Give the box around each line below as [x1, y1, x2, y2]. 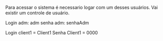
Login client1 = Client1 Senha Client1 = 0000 [5, 30, 98, 35]
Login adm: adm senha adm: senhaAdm [5, 20, 89, 26]
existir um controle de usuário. [5, 10, 70, 16]
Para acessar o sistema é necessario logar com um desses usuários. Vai [5, 5, 158, 10]
